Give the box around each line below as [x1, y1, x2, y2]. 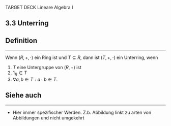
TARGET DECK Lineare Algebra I [5, 5, 73, 10]
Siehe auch [5, 91, 42, 100]
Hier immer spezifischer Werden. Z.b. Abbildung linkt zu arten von [12, 109, 152, 115]
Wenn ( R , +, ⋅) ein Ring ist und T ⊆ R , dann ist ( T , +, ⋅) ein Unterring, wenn [5, 54, 158, 60]
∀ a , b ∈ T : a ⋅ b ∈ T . [12, 76, 58, 82]
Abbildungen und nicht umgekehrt [12, 114, 85, 121]
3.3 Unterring [5, 19, 49, 27]
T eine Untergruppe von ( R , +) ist [12, 65, 81, 71]
